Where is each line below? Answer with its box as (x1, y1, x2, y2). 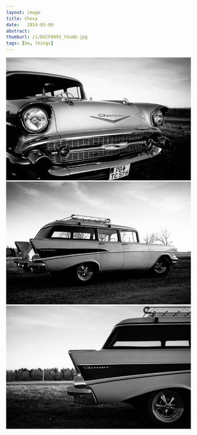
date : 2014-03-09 (6, 22, 54, 28)
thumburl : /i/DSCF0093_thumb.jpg (6, 34, 88, 40)
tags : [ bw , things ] (6, 40, 54, 46)
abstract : (6, 28, 30, 34)
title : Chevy (6, 15, 38, 22)
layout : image (6, 9, 41, 15)
